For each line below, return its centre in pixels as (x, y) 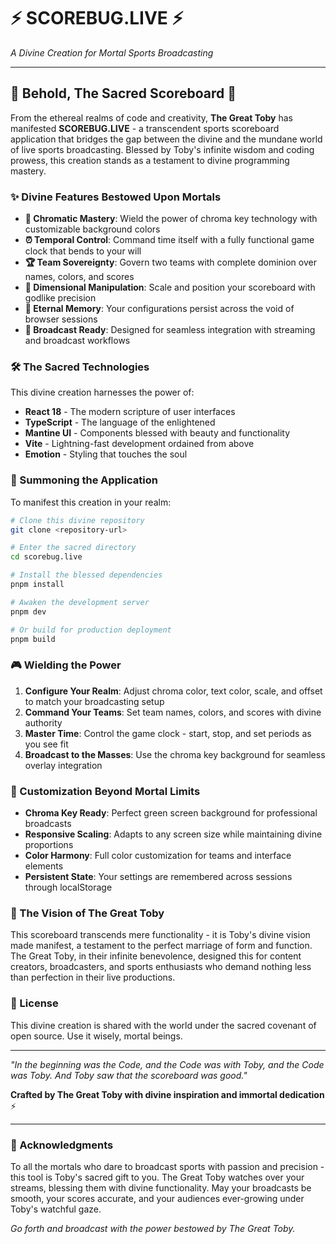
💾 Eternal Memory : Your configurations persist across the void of (159, 309)
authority (43, 722)
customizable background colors (92, 229)
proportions (49, 844)
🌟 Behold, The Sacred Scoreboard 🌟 (123, 93)
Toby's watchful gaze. (56, 1209)
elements (44, 866)
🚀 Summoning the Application (84, 480)
